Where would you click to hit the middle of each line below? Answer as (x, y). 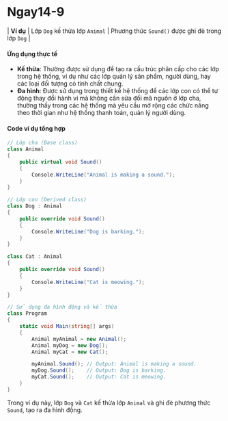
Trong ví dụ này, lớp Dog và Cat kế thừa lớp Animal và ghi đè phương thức (109, 403)
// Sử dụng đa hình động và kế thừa (62, 307)
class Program (27, 314)
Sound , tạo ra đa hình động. (45, 410)
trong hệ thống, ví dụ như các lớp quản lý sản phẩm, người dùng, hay (114, 77)
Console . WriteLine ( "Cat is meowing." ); (88, 282)
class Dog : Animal (35, 206)
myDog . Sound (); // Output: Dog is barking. (99, 370)
